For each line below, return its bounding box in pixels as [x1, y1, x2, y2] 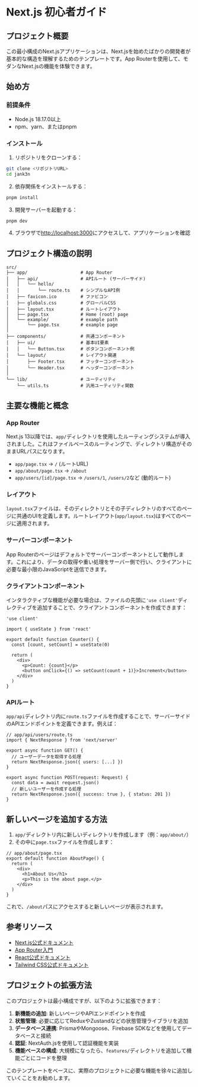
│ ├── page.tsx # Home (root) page [6, 312, 129, 318]
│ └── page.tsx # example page [6, 322, 118, 328]
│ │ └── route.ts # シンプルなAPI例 [6, 287, 120, 294]
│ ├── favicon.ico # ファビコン [6, 294, 108, 300]
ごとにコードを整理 [20, 1054, 67, 1061]
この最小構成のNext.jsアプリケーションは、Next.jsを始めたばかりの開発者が [6, 48, 191, 55]
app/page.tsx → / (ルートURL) [14, 460, 89, 467]
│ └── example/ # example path [6, 317, 118, 323]
